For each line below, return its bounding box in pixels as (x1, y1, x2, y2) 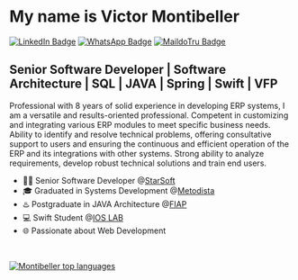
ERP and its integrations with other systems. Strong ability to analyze (9, 148, 265, 158)
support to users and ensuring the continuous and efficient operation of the (9, 138, 290, 149)
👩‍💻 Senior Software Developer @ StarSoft (22, 175, 176, 185)
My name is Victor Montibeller (9, 6, 240, 27)
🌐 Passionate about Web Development (22, 225, 167, 236)
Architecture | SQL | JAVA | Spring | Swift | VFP (9, 77, 278, 92)
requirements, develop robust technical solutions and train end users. (9, 158, 267, 168)
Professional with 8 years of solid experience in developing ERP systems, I (9, 100, 285, 111)
